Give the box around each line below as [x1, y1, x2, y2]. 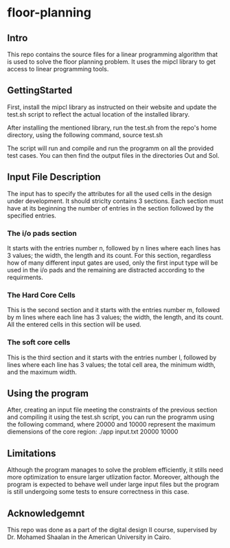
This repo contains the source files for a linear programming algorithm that [7, 50, 218, 58]
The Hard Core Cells [7, 290, 76, 300]
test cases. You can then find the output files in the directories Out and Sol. [7, 151, 220, 159]
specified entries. [7, 211, 57, 219]
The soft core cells [7, 337, 71, 347]
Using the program [7, 388, 89, 399]
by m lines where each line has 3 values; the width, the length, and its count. [7, 313, 224, 322]
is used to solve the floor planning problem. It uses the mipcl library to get [7, 58, 216, 66]
